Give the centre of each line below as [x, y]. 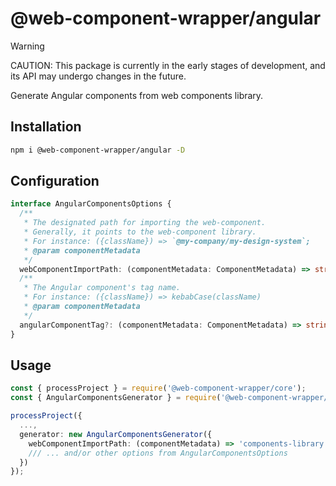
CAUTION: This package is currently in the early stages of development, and [168, 65]
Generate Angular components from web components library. [137, 95]
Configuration [55, 181]
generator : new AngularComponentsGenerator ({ [116, 434]
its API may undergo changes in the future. [98, 76]
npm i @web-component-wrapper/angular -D [98, 150]
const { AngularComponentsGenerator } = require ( [116, 398]
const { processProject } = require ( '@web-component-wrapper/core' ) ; [158, 388]
